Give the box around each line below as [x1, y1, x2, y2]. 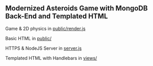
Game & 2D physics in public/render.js [5, 25, 86, 31]
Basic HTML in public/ [5, 35, 52, 41]
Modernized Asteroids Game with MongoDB [5, 4, 148, 13]
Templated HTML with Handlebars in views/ [5, 55, 97, 61]
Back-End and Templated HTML [5, 12, 108, 21]
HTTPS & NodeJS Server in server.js [5, 45, 82, 51]
